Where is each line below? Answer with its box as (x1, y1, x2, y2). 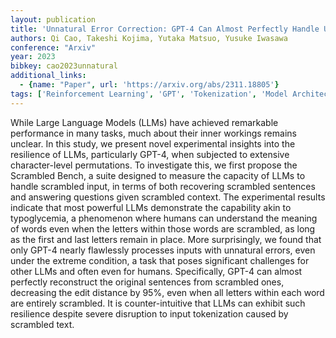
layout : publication (10, 14, 97, 25)
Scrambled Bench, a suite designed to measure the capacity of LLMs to (10, 169, 306, 181)
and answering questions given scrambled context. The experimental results (10, 191, 326, 203)
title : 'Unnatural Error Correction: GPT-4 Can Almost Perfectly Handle (10, 24, 320, 34)
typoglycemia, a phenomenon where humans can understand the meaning (10, 212, 318, 224)
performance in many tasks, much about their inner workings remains (10, 127, 297, 139)
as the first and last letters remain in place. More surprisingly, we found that (10, 233, 322, 245)
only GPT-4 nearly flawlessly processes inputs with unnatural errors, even (10, 244, 316, 256)
